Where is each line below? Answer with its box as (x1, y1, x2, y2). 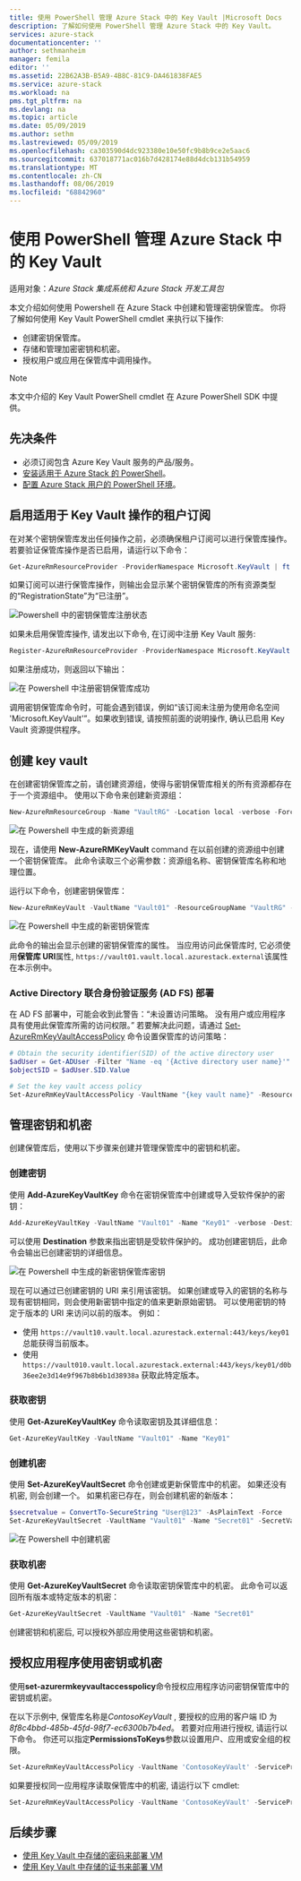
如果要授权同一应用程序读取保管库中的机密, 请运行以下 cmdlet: (9, 1780, 240, 1791)
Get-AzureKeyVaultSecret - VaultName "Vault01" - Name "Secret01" (9, 1610, 254, 1619)
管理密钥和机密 (9, 1117, 92, 1132)
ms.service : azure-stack (9, 80, 102, 89)
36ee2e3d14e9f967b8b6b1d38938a (21, 1371, 140, 1380)
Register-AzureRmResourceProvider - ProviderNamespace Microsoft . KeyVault (9, 647, 291, 656)
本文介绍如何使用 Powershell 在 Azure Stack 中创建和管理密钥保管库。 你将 (9, 302, 287, 313)
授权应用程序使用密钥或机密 (9, 1655, 163, 1671)
